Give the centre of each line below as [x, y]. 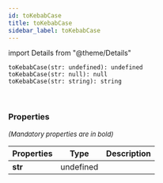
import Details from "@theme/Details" [70, 53]
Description [129, 154]
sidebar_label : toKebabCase [55, 30]
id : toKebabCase [35, 16]
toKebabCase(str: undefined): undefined [76, 68]
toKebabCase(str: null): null [58, 75]
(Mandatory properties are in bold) [61, 134]
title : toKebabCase [40, 23]
